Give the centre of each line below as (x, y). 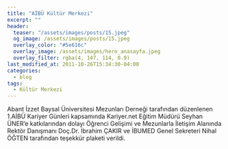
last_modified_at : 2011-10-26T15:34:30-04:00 (73, 64)
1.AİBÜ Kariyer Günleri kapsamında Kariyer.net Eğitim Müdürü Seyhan (105, 116)
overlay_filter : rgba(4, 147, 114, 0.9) (72, 58)
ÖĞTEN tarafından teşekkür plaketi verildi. (66, 138)
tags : (15, 83)
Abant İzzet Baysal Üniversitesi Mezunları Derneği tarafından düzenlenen (110, 109)
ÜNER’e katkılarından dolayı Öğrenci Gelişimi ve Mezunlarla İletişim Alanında (114, 124)
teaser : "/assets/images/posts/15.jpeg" (72, 32)
